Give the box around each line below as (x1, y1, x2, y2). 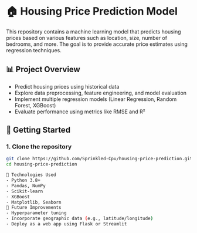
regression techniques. (6, 46, 62, 53)
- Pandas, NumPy (6, 183, 46, 188)
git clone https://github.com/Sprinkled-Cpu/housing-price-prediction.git (6, 156, 193, 162)
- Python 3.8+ (6, 177, 41, 184)
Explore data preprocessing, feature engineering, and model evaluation (14, 89, 186, 96)
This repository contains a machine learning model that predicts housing (6, 28, 181, 35)
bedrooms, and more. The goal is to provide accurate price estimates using (6, 40, 188, 48)
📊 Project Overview (6, 65, 80, 75)
